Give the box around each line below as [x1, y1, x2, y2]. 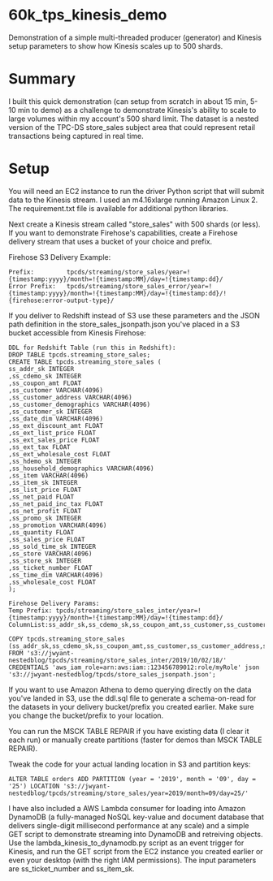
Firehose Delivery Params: [8, 599, 100, 607]
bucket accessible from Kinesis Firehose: [8, 327, 146, 338]
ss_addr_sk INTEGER [8, 365, 75, 373]
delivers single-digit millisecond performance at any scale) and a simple [8, 820, 249, 830]
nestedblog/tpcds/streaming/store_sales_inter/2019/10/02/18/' [8, 656, 227, 664]
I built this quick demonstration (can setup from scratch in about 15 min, [8, 96, 249, 106]
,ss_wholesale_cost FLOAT [8, 578, 96, 586]
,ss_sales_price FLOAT [8, 535, 85, 543]
